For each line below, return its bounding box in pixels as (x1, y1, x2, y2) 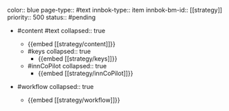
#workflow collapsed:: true (17, 83, 94, 90)
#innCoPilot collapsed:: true (27, 62, 107, 70)
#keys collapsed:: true (27, 48, 91, 55)
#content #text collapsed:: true (17, 27, 106, 34)
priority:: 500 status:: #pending (7, 13, 96, 21)
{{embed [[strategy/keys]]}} (37, 54, 118, 63)
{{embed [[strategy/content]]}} (27, 40, 116, 48)
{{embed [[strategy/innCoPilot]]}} (37, 69, 134, 77)
